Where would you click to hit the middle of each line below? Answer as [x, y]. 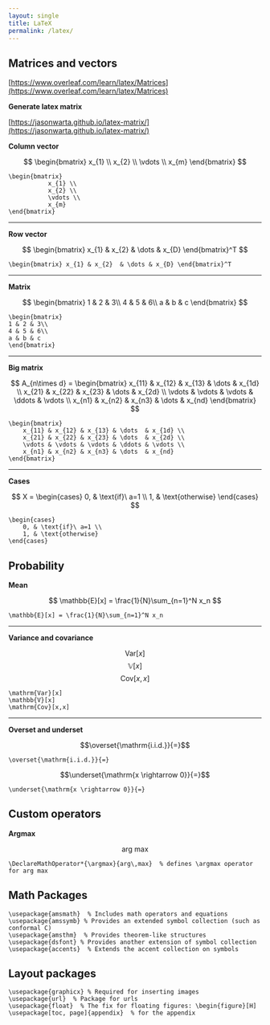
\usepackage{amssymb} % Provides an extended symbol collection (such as [135, 921]
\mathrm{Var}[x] [35, 693]
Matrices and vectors [63, 63]
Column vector [34, 146]
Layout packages [52, 974]
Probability [37, 566]
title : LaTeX [30, 23]
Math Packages [48, 895]
